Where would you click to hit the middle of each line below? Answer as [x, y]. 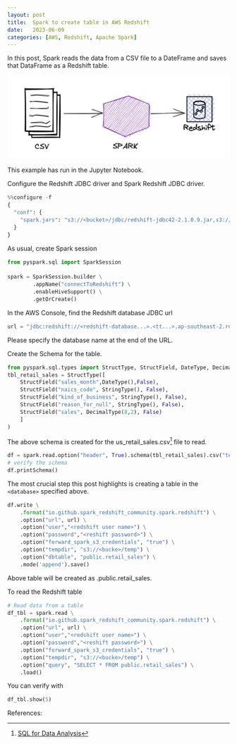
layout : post [26, 15]
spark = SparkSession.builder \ [55, 277]
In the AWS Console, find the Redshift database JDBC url [90, 312]
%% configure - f [30, 197]
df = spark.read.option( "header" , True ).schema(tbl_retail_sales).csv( [115, 456]
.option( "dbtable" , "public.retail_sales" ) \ [88, 557]
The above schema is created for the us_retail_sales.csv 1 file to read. [107, 441]
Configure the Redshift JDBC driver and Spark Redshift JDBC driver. [107, 184]
